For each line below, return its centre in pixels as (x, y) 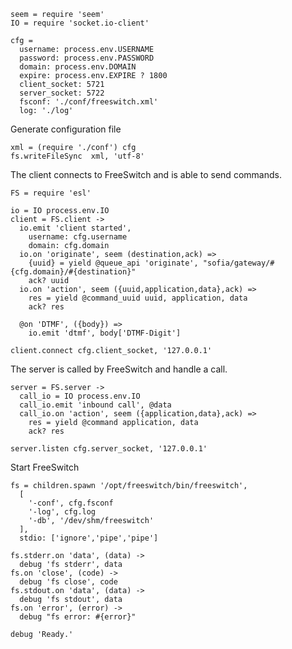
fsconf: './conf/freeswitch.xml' (89, 102)
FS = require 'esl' (51, 193)
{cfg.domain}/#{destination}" (73, 272)
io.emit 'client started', (75, 228)
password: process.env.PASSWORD (87, 58)
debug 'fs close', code (68, 582)
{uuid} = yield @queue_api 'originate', (113, 263)
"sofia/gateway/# (238, 263)
